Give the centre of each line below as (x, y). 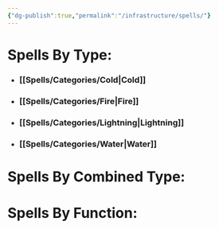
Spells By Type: (60, 54)
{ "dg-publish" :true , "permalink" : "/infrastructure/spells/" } (109, 16)
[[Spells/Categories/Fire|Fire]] (79, 101)
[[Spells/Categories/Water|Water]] (88, 144)
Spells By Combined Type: (96, 177)
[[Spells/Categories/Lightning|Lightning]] (102, 122)
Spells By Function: (72, 213)
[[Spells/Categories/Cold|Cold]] (82, 80)
